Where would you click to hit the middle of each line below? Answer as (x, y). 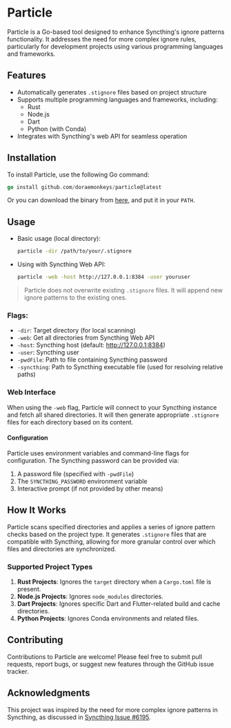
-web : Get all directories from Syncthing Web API (86, 338)
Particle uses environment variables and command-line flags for (98, 453)
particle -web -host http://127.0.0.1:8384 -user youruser (104, 277)
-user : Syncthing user (48, 353)
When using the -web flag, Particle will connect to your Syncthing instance (112, 407)
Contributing (35, 640)
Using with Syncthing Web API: (61, 264)
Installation (32, 158)
